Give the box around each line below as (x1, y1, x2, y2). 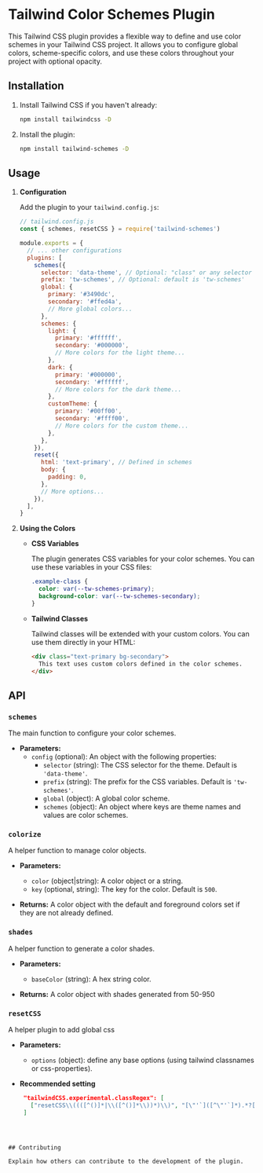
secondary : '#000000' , (54, 342, 130, 350)
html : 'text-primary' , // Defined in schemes (40, 458, 192, 467)
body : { (40, 466, 66, 474)
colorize (8, 830, 42, 839)
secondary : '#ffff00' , (54, 415, 130, 423)
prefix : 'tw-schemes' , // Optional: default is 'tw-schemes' (40, 276, 246, 284)
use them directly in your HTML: (31, 637, 136, 647)
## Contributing (8, 1143, 61, 1152)
